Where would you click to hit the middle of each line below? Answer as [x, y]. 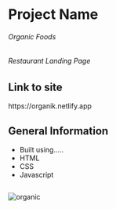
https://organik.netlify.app [50, 106]
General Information [58, 131]
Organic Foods [32, 36]
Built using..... [42, 150]
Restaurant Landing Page [49, 61]
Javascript [36, 175]
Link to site [35, 87]
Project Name [53, 15]
